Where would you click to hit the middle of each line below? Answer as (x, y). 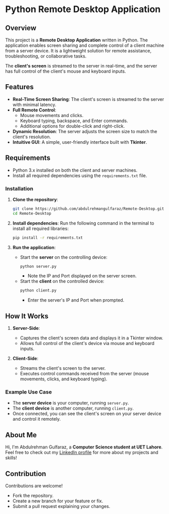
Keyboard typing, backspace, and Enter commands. (74, 121)
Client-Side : (25, 359)
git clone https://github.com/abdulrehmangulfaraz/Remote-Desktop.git (88, 209)
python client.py (38, 291)
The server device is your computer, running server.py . (71, 403)
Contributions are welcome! (34, 486)
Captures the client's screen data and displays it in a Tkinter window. (92, 338)
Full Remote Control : (34, 110)
